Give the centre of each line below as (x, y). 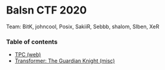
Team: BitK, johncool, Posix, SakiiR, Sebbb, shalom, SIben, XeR (83, 26)
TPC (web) (28, 55)
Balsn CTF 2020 (46, 10)
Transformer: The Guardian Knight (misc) (65, 61)
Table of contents (32, 42)
